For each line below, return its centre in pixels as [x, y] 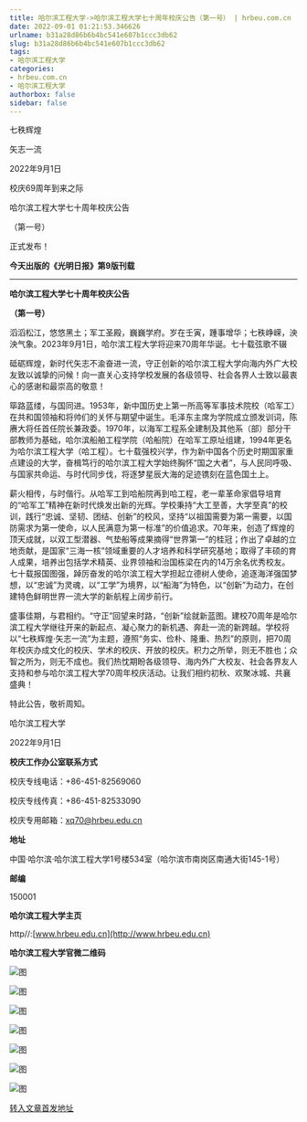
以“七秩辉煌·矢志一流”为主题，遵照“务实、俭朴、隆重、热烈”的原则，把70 [147, 639]
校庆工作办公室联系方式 [53, 762]
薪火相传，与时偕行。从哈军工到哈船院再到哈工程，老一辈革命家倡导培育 [145, 493]
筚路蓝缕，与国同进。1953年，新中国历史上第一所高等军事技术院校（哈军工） [153, 406]
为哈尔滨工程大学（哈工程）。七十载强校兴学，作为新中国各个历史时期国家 [148, 451]
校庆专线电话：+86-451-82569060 [75, 781]
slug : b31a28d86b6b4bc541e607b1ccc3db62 [88, 43]
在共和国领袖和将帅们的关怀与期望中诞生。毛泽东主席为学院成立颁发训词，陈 [153, 418]
